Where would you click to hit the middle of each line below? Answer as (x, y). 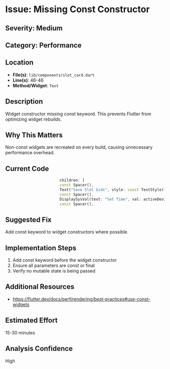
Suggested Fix (29, 220)
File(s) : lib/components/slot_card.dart (53, 75)
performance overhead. (30, 153)
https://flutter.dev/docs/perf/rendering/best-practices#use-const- (81, 299)
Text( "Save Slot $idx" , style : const (99, 190)
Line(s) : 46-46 (28, 80)
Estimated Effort (32, 321)
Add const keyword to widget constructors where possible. (67, 232)
